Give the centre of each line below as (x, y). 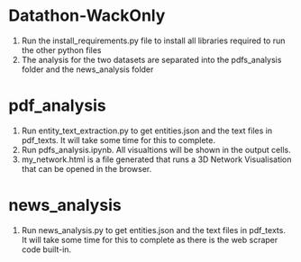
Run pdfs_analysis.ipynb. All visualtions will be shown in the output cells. (156, 149)
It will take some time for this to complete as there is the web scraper (150, 239)
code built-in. (46, 249)
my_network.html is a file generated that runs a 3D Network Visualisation (156, 159)
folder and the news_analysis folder (87, 69)
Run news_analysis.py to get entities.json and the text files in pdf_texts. (153, 230)
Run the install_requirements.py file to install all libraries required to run (153, 41)
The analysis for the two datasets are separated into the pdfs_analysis (151, 59)
